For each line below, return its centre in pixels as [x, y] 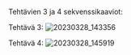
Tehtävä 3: [26, 27]
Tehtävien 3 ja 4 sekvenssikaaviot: [65, 12]
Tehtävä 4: [26, 43]
